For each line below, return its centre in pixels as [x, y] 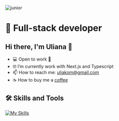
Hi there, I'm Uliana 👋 [39, 47]
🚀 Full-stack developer [54, 28]
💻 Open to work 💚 [32, 59]
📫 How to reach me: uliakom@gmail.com [56, 72]
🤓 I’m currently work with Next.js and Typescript [63, 66]
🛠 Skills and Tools [35, 98]
